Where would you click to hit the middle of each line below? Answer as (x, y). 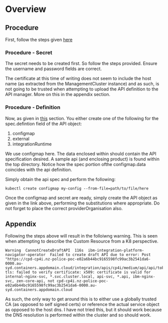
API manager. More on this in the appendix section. (58, 94)
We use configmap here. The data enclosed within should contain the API (81, 153)
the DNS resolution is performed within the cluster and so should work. (78, 315)
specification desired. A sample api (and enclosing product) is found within (82, 159)
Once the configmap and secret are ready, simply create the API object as (81, 197)
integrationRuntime (32, 144)
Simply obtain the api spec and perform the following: (60, 179)
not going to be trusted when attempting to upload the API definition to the (82, 89)
